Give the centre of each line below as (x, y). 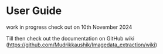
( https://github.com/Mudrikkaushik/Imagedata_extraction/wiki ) (81, 45)
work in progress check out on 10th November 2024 (69, 27)
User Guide (34, 11)
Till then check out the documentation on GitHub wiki (70, 38)
